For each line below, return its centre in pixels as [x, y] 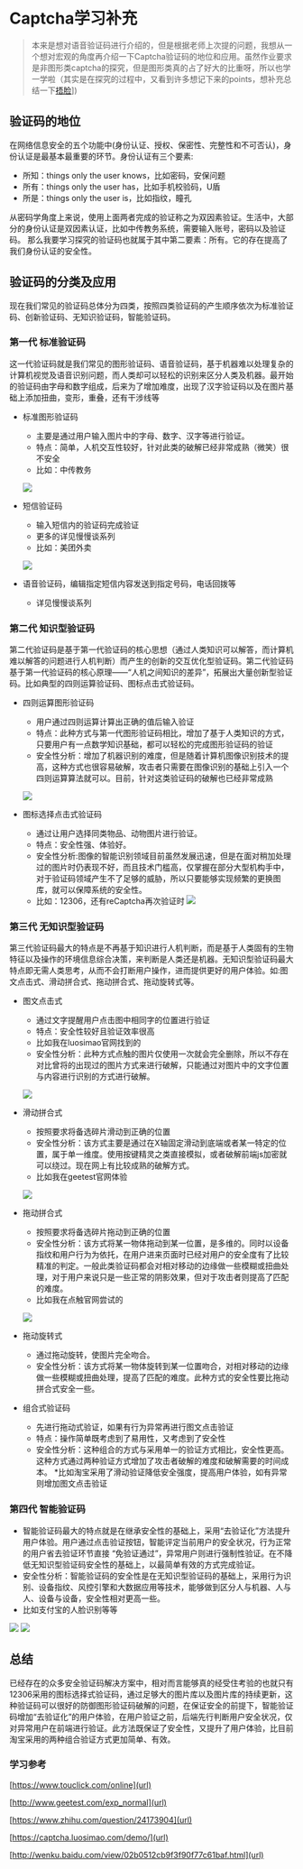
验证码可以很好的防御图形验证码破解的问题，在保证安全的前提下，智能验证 [155, 1705]
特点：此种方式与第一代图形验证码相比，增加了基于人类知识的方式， [162, 733]
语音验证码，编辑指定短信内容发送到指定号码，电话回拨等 [129, 584]
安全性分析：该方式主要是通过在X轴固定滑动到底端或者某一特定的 [157, 1143]
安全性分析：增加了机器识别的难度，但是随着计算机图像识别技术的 [158, 756]
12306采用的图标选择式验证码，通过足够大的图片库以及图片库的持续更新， [147, 1694]
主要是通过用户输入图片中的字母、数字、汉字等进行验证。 [142, 436]
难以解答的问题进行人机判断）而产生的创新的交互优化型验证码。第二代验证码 [151, 661]
